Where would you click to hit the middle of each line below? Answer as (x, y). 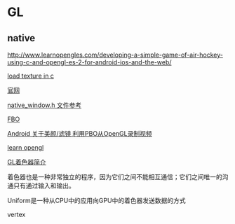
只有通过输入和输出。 (44, 185)
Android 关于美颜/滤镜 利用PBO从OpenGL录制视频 (80, 133)
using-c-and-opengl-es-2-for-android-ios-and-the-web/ (89, 62)
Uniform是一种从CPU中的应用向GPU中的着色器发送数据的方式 (96, 201)
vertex (16, 215)
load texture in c (31, 76)
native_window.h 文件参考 (45, 105)
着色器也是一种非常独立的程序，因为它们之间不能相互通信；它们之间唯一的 (115, 177)
